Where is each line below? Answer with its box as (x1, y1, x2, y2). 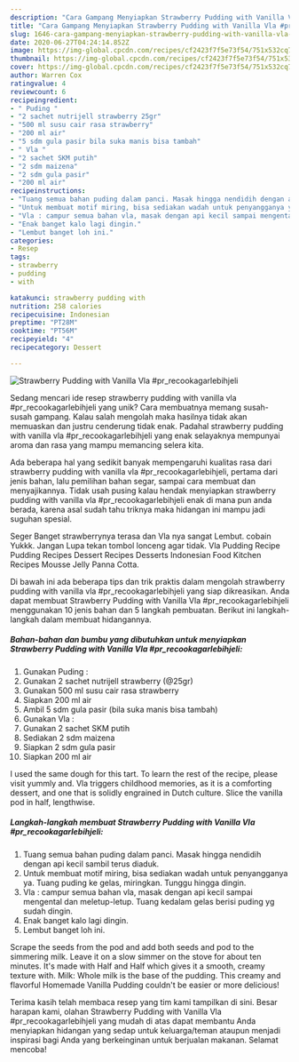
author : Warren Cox (10, 71, 83, 80)
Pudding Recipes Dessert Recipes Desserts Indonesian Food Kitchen (10, 549, 262, 560)
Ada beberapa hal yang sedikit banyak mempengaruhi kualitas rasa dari (10, 457, 272, 467)
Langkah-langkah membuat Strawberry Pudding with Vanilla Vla (10, 817, 256, 827)
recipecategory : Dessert (10, 343, 102, 352)
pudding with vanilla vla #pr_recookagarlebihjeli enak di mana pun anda (10, 494, 272, 505)
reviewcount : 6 (10, 87, 67, 96)
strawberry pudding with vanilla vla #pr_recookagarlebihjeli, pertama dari (10, 466, 279, 476)
